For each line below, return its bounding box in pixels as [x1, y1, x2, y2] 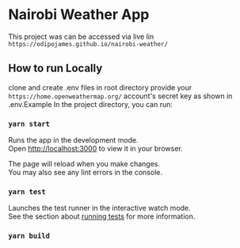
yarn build [8, 231, 50, 241]
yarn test [8, 187, 46, 196]
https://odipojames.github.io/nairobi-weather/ [8, 40, 169, 48]
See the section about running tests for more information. [8, 212, 196, 221]
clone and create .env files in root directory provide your [8, 82, 192, 92]
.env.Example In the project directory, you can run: [8, 99, 173, 109]
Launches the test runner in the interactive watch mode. [8, 204, 192, 213]
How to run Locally [8, 62, 103, 75]
